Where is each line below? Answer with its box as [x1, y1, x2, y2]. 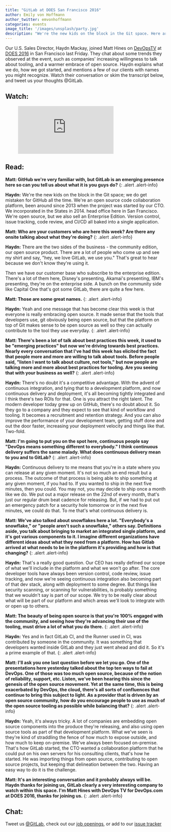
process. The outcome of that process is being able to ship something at [5, 475, 158, 481]
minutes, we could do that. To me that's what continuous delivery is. [5, 507, 149, 513]
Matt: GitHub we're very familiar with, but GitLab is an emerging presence [5, 176, 164, 182]
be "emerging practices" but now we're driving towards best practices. [5, 342, 159, 349]
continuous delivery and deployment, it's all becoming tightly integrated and [5, 390, 165, 396]
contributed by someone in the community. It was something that [5, 639, 142, 645]
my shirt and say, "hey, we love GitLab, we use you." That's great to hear [5, 254, 158, 261]
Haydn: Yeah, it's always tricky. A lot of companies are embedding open [5, 718, 157, 724]
